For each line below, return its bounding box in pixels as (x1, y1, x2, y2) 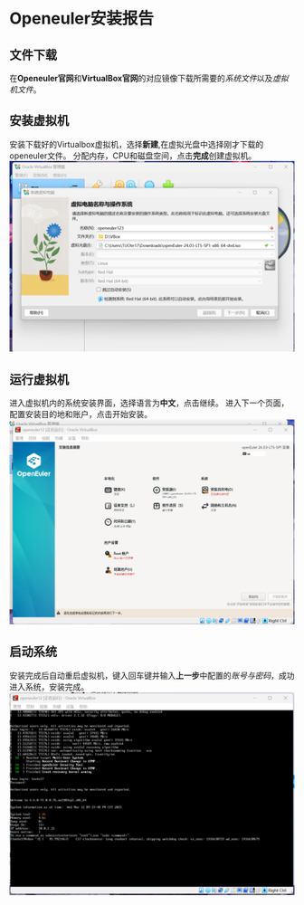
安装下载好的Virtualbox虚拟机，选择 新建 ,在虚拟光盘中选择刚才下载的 (9, 138, 264, 149)
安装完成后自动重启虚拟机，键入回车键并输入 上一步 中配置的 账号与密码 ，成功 (9, 670, 295, 681)
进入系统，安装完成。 (9, 681, 89, 692)
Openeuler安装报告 (9, 8, 155, 29)
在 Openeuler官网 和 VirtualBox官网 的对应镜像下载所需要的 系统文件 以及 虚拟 (9, 73, 290, 83)
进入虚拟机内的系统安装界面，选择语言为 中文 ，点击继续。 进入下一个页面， (9, 397, 290, 408)
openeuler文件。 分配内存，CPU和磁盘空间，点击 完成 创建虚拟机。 (9, 150, 257, 161)
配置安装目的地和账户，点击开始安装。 (9, 409, 152, 420)
